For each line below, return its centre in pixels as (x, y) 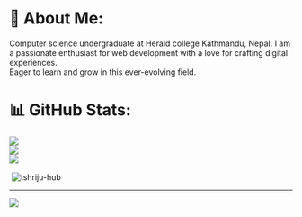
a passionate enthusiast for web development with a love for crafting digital (149, 52)
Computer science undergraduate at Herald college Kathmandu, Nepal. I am (150, 43)
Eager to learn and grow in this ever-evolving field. (103, 72)
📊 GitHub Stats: (71, 110)
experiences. (34, 62)
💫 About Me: (57, 18)
